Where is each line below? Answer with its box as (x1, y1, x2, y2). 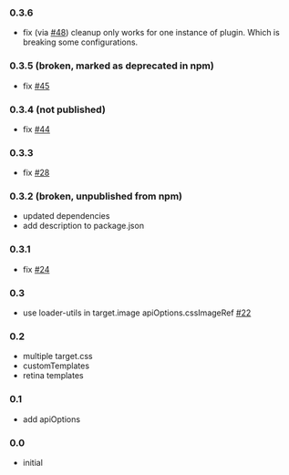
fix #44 (22, 123, 50, 134)
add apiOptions (22, 413, 80, 425)
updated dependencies (22, 211, 110, 222)
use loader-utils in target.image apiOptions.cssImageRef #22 (22, 307, 252, 318)
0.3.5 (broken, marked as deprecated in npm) (9, 59, 214, 72)
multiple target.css (22, 351, 93, 362)
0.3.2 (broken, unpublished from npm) (9, 190, 182, 202)
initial (22, 457, 44, 468)
